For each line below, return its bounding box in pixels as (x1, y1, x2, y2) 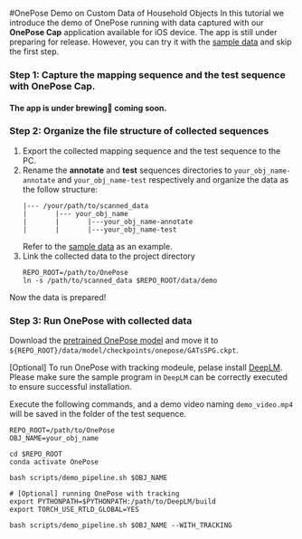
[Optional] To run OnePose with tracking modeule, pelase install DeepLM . (9, 362, 283, 374)
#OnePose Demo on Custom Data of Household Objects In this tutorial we (9, 8, 285, 18)
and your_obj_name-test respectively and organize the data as (57, 174, 289, 184)
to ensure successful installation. (9, 382, 133, 392)
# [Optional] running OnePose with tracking (9, 489, 180, 498)
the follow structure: (22, 184, 98, 194)
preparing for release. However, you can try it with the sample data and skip (9, 36, 292, 47)
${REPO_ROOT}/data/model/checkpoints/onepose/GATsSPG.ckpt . (9, 345, 239, 355)
